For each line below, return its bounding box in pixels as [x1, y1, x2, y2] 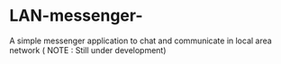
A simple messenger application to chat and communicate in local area [9, 35, 272, 46]
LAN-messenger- [9, 5, 143, 26]
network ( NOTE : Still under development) [9, 44, 167, 55]
